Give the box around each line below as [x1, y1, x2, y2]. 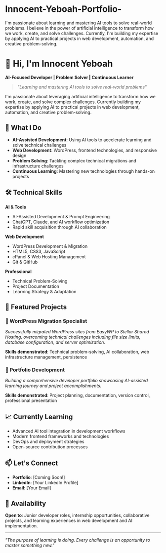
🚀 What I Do [5, 123, 42, 132]
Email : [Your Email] [12, 485, 51, 491]
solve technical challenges [12, 142, 67, 148]
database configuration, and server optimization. [5, 339, 105, 345]
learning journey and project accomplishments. [5, 383, 102, 389]
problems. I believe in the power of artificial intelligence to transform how [5, 25, 154, 31]
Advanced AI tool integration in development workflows [12, 428, 125, 434]
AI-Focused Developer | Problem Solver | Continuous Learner [5, 74, 134, 80]
